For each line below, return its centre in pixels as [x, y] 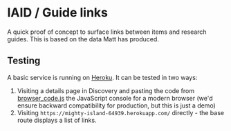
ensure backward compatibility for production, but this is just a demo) [116, 105]
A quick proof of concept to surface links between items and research [107, 32]
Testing [24, 61]
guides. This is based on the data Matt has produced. [83, 39]
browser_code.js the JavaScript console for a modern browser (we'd [115, 98]
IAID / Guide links [58, 13]
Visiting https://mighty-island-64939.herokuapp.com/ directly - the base [121, 112]
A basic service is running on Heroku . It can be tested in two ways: [102, 77]
